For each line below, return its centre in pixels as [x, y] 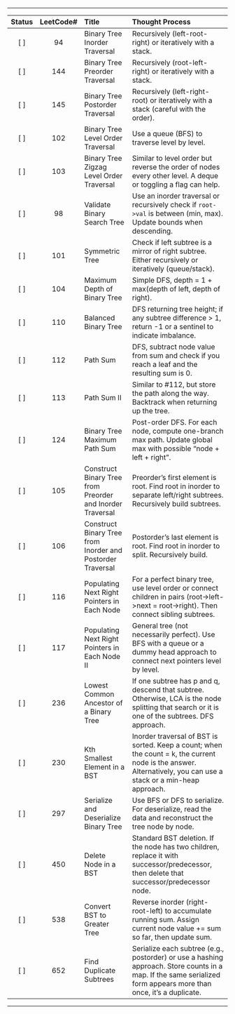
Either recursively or [165, 260]
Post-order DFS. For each [175, 422]
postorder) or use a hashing [178, 957]
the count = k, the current [173, 754]
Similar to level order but [172, 158]
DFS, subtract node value [173, 347]
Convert [98, 906]
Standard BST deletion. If [173, 838]
